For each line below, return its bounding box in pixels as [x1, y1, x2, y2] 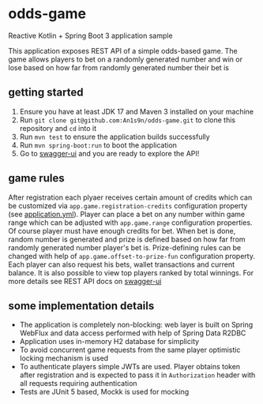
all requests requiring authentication [19, 379, 137, 388]
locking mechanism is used [19, 353, 109, 363]
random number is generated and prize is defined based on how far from [8, 234, 246, 244]
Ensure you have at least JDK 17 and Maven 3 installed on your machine [19, 107, 254, 116]
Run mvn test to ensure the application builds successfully [19, 132, 211, 141]
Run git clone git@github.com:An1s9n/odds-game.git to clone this [19, 115, 235, 125]
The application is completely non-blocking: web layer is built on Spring [19, 320, 254, 330]
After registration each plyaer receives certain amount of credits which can [8, 193, 253, 202]
